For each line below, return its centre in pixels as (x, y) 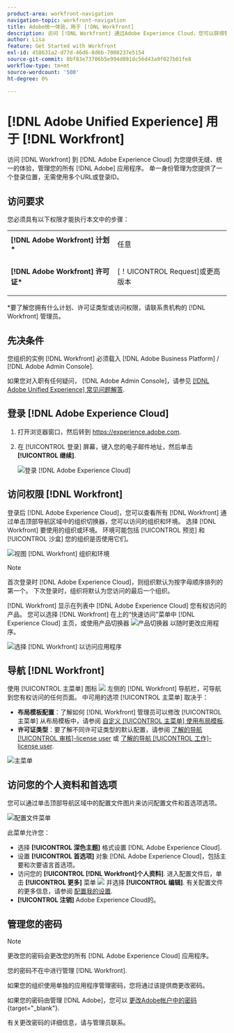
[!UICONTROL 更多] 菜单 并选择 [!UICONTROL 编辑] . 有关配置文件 (124, 882)
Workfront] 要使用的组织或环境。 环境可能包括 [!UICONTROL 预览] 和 (106, 530)
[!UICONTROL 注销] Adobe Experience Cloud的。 (88, 900)
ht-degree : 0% (28, 79)
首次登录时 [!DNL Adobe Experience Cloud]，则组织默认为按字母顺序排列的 (115, 582)
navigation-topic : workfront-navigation (67, 20)
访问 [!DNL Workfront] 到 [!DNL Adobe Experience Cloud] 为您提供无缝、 (112, 160)
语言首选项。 (60, 865)
